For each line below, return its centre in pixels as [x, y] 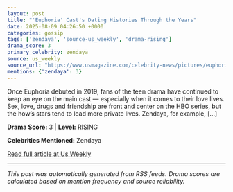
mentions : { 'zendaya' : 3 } [44, 71]
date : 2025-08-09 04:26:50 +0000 [55, 26]
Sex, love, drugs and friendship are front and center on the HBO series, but [114, 106]
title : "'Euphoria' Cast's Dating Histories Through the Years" [102, 20]
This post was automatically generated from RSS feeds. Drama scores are [114, 173]
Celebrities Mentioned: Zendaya [54, 140]
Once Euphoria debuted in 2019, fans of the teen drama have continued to [113, 91]
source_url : [24, 65]
